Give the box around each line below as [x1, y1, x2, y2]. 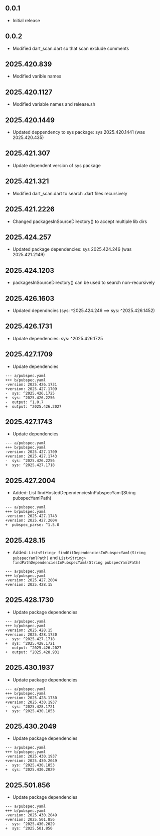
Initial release [12, 17, 40, 23]
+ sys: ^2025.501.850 [5, 826, 53, 831]
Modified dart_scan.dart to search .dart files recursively [12, 190, 128, 196]
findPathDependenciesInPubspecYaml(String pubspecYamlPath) [12, 560, 141, 565]
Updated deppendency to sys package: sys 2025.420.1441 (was [12, 129, 145, 135]
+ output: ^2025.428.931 [5, 649, 59, 655]
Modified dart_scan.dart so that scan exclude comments [12, 45, 129, 51]
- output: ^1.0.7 [5, 400, 44, 405]
